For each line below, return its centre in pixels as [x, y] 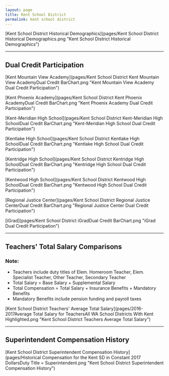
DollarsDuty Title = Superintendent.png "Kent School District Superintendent [84, 363]
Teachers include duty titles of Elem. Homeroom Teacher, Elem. [78, 272]
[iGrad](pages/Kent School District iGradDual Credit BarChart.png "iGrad [80, 221]
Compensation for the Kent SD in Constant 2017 [92, 357]
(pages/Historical [23, 357]
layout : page [19, 10]
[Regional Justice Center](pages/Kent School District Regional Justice [78, 200]
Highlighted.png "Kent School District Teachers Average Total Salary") [78, 319]
